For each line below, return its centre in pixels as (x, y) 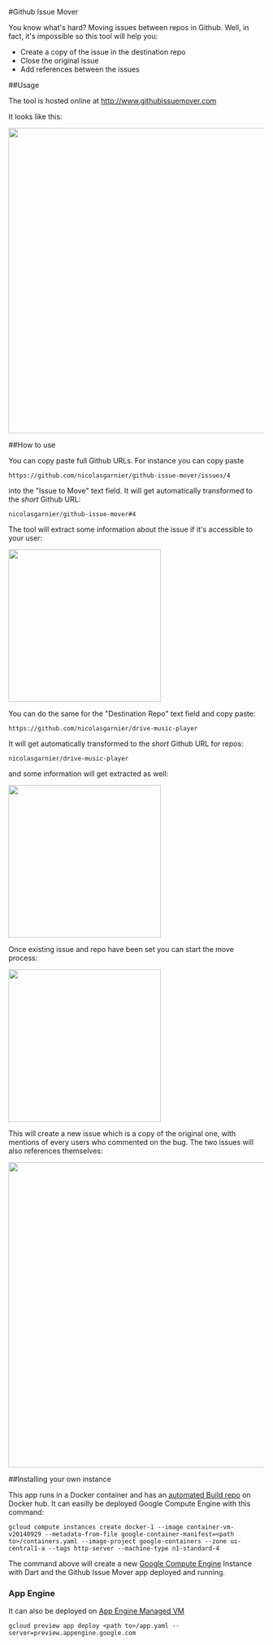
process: (23, 958)
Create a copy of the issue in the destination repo (103, 52)
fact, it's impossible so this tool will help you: (83, 36)
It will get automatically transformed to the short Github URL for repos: (126, 744)
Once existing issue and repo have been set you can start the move (121, 949)
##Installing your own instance (60, 1479)
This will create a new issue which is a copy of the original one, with (122, 1134)
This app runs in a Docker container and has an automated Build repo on (130, 1495)
